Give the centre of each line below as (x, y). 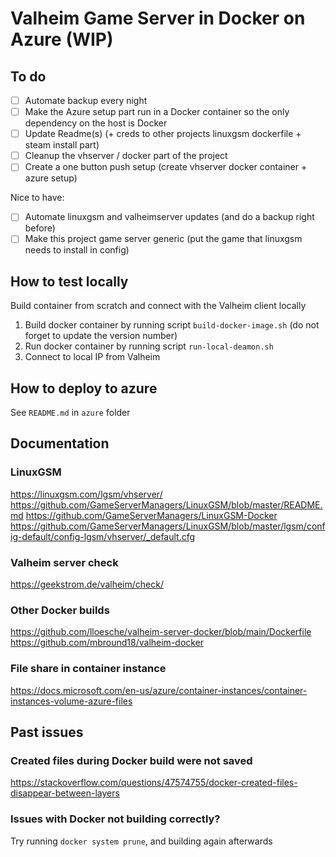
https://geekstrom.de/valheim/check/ (87, 584)
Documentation (60, 443)
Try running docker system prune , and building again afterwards (141, 841)
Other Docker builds (60, 610)
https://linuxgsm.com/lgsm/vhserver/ (86, 494)
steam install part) (62, 145)
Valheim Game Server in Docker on (158, 18)
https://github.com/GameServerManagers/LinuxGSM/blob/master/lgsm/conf (168, 526)
